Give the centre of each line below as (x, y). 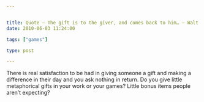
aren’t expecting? (28, 93)
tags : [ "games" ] (27, 39)
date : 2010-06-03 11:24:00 (41, 28)
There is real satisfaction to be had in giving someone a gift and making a (99, 73)
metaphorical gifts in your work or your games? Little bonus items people (99, 86)
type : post (20, 50)
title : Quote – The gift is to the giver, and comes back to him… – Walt (103, 23)
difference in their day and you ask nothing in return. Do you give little (94, 79)
